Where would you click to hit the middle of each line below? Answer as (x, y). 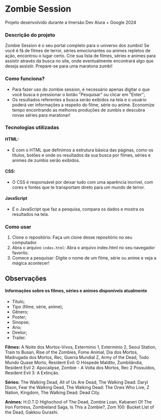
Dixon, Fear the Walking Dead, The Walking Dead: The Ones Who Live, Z (77, 387)
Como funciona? (25, 79)
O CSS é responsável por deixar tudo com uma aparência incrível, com (82, 182)
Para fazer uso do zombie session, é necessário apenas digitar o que (81, 89)
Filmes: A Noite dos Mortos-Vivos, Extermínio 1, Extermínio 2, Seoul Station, (81, 347)
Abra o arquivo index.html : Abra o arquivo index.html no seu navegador (83, 248)
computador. (25, 242)
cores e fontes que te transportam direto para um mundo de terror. (78, 187)
